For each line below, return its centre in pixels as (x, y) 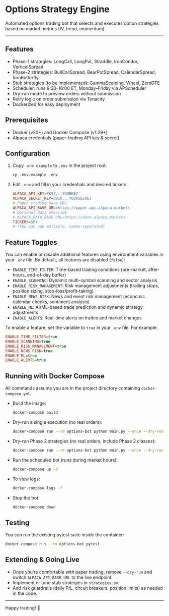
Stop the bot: (26, 497)
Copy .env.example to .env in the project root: (60, 165)
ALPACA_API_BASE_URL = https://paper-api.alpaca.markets (71, 208)
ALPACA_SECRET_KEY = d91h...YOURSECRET (52, 199)
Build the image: (29, 403)
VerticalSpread (28, 67)
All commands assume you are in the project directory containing (73, 388)
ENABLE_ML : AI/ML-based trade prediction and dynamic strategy (78, 307)
